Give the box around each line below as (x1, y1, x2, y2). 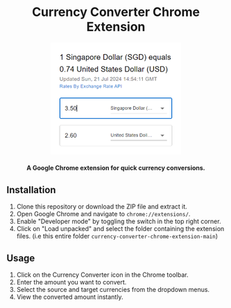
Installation (6, 184, 56, 195)
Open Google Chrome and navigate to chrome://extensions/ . (16, 210, 191, 218)
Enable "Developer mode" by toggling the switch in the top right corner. (16, 217, 221, 226)
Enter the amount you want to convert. (16, 278, 127, 286)
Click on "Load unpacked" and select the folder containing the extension (16, 225, 225, 233)
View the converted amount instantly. (16, 293, 123, 301)
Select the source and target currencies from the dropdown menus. (16, 286, 209, 294)
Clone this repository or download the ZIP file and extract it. (16, 202, 188, 211)
